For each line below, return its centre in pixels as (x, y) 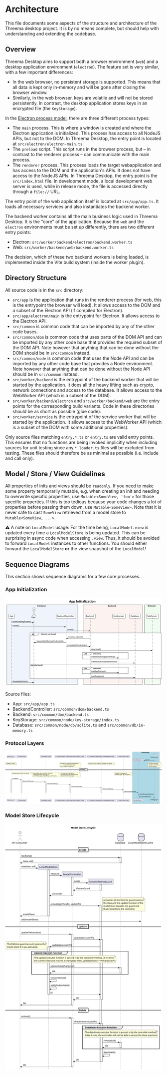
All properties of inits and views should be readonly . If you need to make (79, 486)
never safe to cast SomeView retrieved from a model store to (66, 512)
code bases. (25, 332)
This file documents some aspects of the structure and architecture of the (81, 23)
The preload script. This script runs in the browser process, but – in (82, 149)
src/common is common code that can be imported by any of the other (83, 326)
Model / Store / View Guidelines (55, 474)
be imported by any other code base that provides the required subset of (87, 342)
